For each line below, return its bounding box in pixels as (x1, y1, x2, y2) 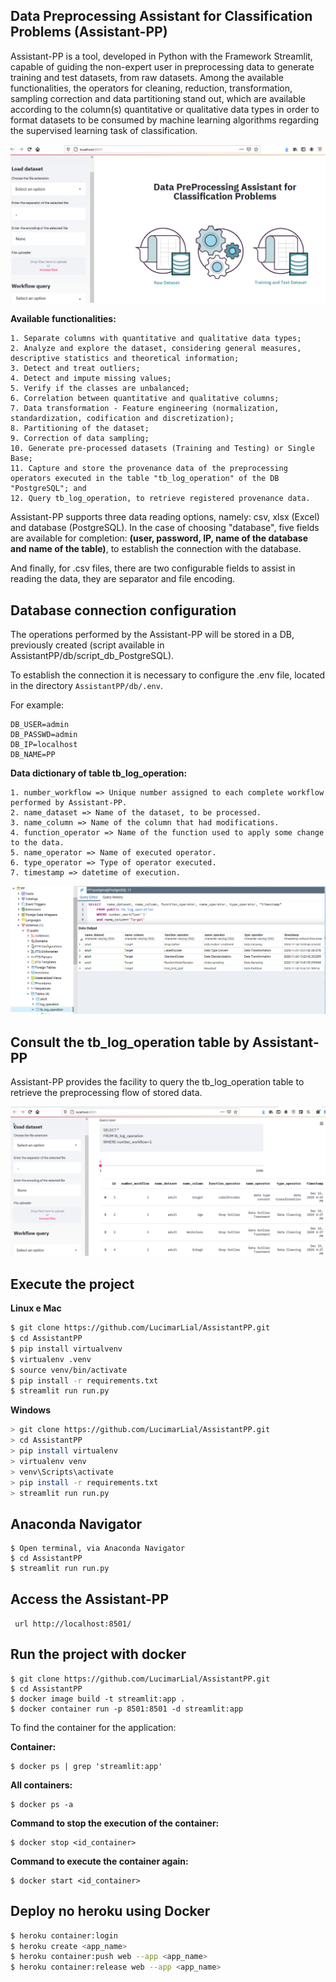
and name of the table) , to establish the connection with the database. (10, 543, 302, 555)
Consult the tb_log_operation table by (10, 1034, 250, 1051)
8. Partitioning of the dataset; (10, 424, 150, 434)
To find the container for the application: (10, 1721, 177, 1733)
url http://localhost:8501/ (14, 1619, 132, 1629)
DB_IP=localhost (10, 740, 78, 750)
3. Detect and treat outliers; (10, 364, 141, 374)
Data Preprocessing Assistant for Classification (10, 8, 313, 25)
